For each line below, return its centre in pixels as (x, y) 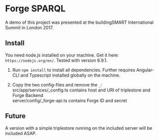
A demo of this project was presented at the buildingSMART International (79, 22)
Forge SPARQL (35, 9)
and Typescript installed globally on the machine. (70, 75)
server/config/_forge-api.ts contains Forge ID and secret (70, 100)
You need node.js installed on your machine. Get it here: (62, 55)
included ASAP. (21, 133)
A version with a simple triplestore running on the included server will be (79, 128)
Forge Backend (28, 95)
